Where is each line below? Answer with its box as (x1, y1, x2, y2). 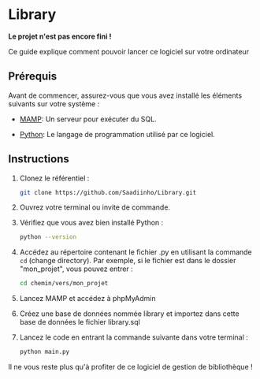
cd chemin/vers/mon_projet (19, 280, 109, 288)
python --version (19, 233, 77, 241)
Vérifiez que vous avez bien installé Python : (19, 218, 164, 228)
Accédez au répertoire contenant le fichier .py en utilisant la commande (19, 247, 252, 257)
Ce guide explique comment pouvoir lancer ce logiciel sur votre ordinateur (8, 46, 250, 56)
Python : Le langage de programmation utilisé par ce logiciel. (19, 129, 215, 139)
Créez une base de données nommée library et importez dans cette (19, 309, 240, 318)
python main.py (19, 348, 70, 356)
